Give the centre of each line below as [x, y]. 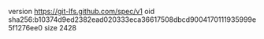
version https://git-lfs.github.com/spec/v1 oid [82, 11]
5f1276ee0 [26, 28]
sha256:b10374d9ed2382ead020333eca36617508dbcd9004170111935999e [132, 19]
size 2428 [61, 28]
